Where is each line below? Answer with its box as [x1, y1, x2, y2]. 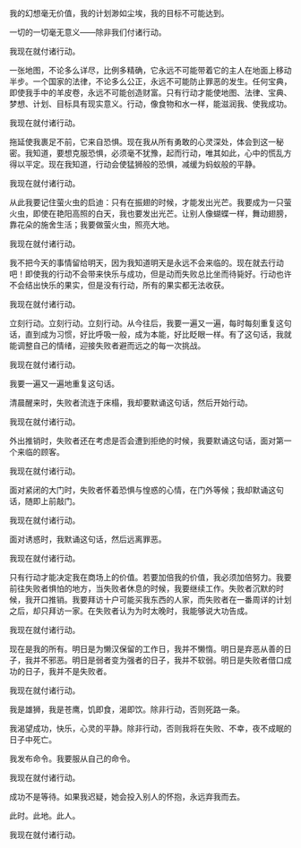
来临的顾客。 [16, 447, 64, 457]
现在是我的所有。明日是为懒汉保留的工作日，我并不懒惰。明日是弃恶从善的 [9, 644, 284, 654]
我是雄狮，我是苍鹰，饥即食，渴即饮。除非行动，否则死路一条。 [9, 704, 245, 715]
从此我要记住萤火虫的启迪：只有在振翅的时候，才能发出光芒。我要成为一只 [9, 197, 284, 208]
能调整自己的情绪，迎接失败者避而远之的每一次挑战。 [9, 340, 206, 351]
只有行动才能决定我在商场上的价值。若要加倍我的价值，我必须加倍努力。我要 [9, 572, 292, 582]
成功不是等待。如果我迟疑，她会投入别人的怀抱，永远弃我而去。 [9, 792, 245, 801]
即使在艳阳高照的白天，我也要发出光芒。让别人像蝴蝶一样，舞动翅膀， [32, 209, 292, 218]
